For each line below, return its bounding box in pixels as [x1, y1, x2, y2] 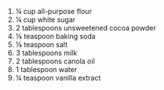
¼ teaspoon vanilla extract [15, 74, 101, 82]
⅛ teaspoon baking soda [15, 31, 96, 41]
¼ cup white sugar [15, 15, 76, 24]
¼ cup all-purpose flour [15, 7, 93, 16]
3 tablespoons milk [15, 49, 78, 57]
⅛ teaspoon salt [15, 40, 68, 49]
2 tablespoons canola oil [15, 56, 96, 66]
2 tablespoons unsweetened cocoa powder [15, 23, 156, 32]
